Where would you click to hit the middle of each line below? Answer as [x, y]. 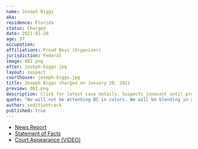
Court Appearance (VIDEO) [48, 140]
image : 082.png [25, 61]
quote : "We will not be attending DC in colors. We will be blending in [97, 99]
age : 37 [16, 39]
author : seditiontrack [34, 105]
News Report [31, 127]
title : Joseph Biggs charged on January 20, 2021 [68, 83]
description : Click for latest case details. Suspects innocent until [95, 94]
